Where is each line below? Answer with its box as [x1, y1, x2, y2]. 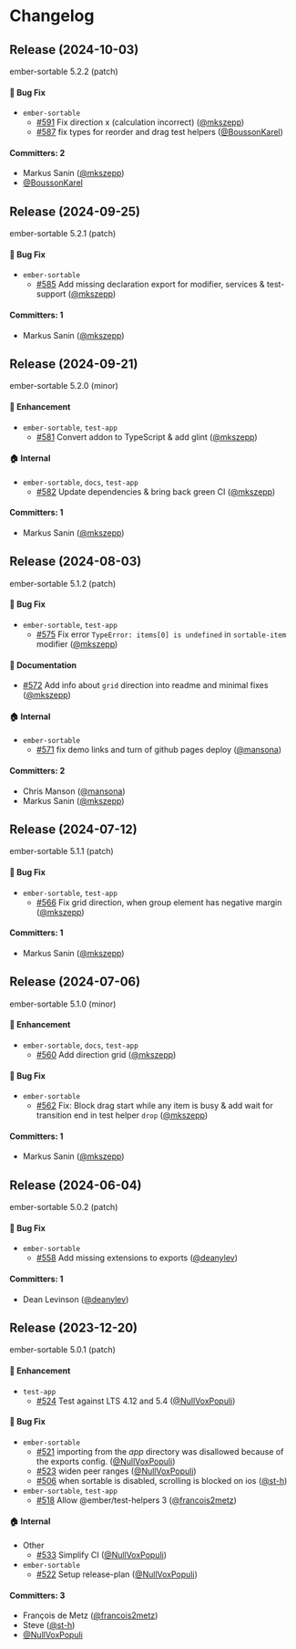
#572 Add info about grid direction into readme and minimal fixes [22, 680, 269, 691]
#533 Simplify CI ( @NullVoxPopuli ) [36, 1549, 167, 1560]
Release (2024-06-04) [9, 1177, 143, 1193]
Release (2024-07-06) [9, 974, 141, 990]
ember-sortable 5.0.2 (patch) [9, 1202, 118, 1213]
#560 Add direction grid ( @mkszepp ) [36, 1049, 177, 1059]
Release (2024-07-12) [9, 822, 138, 838]
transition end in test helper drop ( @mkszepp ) [36, 1110, 209, 1121]
